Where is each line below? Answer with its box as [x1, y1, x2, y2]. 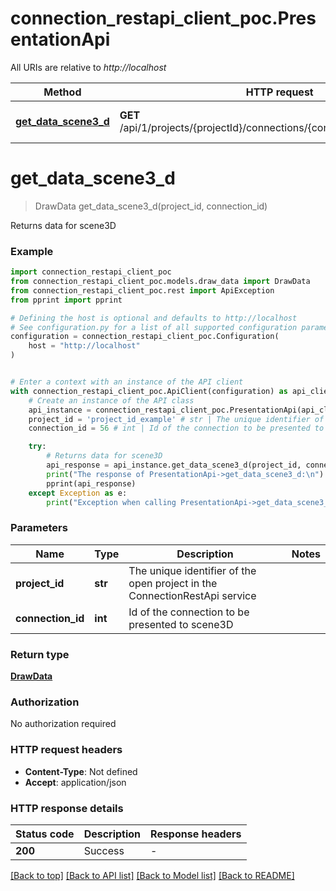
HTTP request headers [10, 743, 123, 757]
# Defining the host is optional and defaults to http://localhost [10, 313, 298, 323]
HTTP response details [10, 801, 124, 815]
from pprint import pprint [10, 295, 123, 305]
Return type [10, 647, 70, 661]
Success [83, 843, 125, 857]
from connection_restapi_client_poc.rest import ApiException [10, 285, 275, 296]
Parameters [10, 521, 68, 535]
